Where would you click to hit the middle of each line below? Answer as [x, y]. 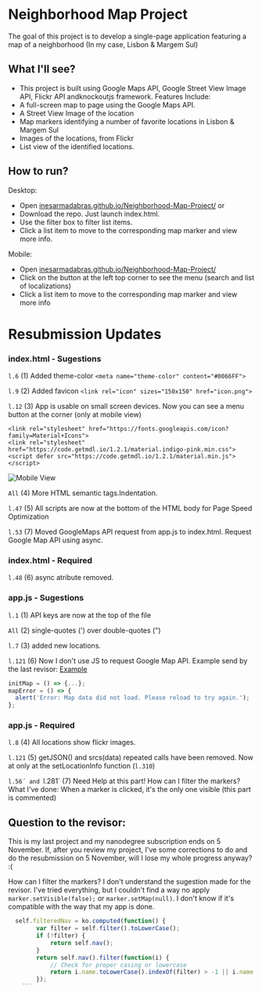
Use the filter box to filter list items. [76, 222]
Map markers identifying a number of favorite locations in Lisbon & [127, 121]
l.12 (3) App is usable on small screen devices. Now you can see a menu [126, 407]
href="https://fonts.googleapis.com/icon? [159, 429]
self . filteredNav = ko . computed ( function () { [91, 921]
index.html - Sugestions [55, 359]
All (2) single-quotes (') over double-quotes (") [85, 630]
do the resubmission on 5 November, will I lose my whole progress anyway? [130, 858]
